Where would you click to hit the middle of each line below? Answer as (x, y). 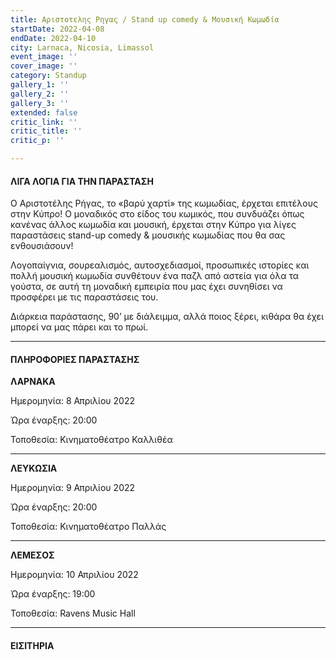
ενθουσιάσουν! (42, 246)
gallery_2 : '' (40, 94)
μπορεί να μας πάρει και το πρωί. (79, 327)
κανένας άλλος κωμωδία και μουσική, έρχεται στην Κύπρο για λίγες (153, 225)
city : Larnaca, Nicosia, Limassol (82, 47)
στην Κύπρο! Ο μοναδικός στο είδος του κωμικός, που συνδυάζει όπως (157, 214)
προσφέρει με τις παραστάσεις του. (84, 297)
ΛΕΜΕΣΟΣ (32, 555)
